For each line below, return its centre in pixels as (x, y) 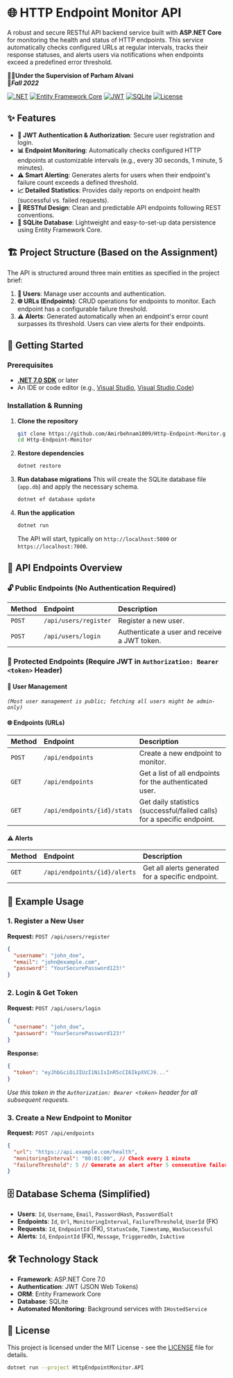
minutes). (31, 168)
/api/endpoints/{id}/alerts (90, 873)
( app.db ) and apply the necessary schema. (78, 487)
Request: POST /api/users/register (59, 936)
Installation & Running (45, 406)
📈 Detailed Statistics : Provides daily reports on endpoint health (109, 190)
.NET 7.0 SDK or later (48, 380)
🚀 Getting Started (45, 345)
